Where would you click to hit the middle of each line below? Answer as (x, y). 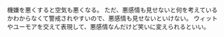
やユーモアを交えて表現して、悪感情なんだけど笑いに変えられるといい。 (109, 27)
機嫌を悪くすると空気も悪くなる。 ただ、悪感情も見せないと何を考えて (107, 10)
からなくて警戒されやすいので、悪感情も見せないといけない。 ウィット (118, 18)
